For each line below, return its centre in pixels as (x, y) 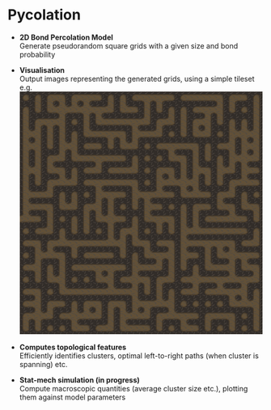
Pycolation (44, 15)
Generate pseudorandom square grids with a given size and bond (129, 45)
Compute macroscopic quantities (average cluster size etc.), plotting (133, 389)
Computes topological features (73, 347)
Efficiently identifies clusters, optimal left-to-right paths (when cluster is (139, 356)
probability (37, 54)
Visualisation (42, 70)
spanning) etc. (43, 365)
